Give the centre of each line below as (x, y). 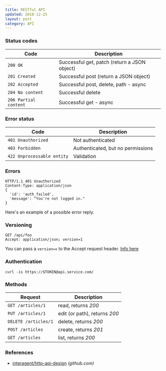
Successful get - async (86, 102)
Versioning (19, 225)
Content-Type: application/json (38, 186)
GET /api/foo (19, 235)
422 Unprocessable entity (38, 156)
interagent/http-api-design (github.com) (53, 363)
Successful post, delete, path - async (103, 84)
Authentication (23, 262)
